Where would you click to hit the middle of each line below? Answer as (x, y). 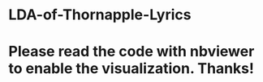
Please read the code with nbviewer (131, 52)
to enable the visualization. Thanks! (131, 69)
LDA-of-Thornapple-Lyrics (100, 15)
